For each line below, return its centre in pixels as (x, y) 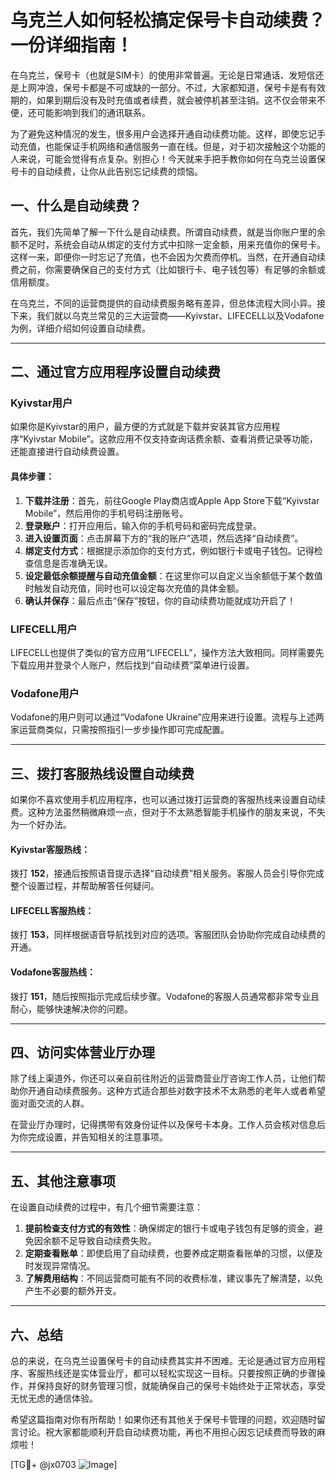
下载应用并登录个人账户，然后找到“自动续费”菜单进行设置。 (132, 665)
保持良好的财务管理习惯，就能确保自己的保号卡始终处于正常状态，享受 (181, 1386)
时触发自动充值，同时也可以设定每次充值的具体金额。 (134, 588)
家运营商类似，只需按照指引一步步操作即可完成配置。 (120, 730)
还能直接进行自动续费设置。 (67, 452)
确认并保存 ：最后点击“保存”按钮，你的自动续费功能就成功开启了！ (160, 600)
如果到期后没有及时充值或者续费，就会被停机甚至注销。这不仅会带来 (176, 100)
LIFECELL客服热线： (52, 910)
